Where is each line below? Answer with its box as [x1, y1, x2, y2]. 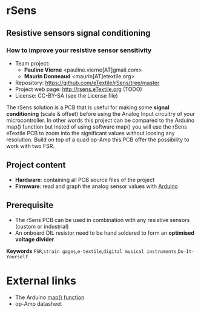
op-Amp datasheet [15, 300, 62, 308]
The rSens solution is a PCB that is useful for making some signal [6, 104, 170, 111]
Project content [6, 160, 66, 170]
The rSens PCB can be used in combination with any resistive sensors [15, 216, 190, 223]
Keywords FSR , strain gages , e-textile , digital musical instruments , [6, 247, 179, 255]
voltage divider [15, 235, 54, 243]
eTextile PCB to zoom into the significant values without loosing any [6, 129, 175, 136]
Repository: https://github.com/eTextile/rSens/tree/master [15, 79, 160, 86]
